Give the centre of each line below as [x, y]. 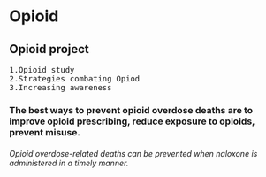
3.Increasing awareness [61, 87]
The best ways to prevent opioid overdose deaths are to [131, 110]
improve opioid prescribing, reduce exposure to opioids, [132, 121]
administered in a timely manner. [69, 163]
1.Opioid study [42, 69]
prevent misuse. [45, 132]
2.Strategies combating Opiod [75, 78]
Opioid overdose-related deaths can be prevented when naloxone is [133, 153]
